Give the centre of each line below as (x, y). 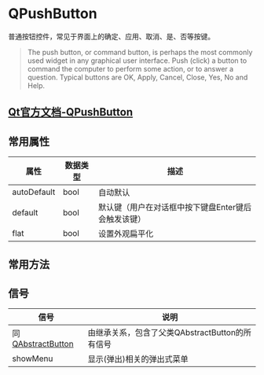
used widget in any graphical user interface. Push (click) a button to (137, 61)
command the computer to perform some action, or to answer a (130, 68)
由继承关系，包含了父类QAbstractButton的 (165, 333)
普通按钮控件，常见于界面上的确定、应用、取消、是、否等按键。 (111, 36)
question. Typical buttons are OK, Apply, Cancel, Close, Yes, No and (137, 77)
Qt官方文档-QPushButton (71, 112)
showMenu (33, 358)
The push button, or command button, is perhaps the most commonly (140, 52)
